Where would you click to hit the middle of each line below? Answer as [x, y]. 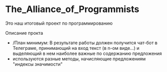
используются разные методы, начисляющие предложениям [79, 58]
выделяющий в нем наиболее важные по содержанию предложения [87, 53]
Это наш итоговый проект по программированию [59, 23]
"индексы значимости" [37, 64]
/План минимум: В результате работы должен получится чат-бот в [85, 43]
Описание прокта [24, 33]
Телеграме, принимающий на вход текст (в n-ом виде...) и [76, 48]
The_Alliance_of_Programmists [72, 9]
